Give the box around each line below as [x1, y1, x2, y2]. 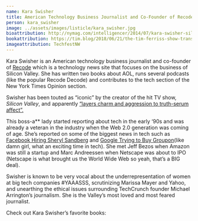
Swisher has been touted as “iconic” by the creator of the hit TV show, [6, 93, 177, 101]
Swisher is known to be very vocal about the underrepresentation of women [6, 173, 191, 180]
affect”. [6, 106, 24, 113]
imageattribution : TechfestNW [6, 42, 81, 48]
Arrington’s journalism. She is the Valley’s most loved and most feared [6, 192, 176, 199]
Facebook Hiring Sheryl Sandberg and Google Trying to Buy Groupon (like [6, 136, 184, 143]
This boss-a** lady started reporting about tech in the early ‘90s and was [6, 118, 184, 125]
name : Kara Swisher [6, 8, 54, 15]
